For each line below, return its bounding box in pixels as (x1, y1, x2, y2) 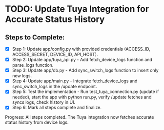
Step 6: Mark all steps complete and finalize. (12, 105, 102, 111)
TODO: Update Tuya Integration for (5, 3, 149, 15)
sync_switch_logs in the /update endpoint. (12, 84, 97, 90)
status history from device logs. (5, 119, 69, 125)
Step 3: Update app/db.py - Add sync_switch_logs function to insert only (12, 67, 159, 74)
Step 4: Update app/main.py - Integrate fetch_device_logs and (12, 78, 138, 84)
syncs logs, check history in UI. (12, 99, 76, 105)
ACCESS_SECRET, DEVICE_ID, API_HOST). (12, 52, 98, 57)
